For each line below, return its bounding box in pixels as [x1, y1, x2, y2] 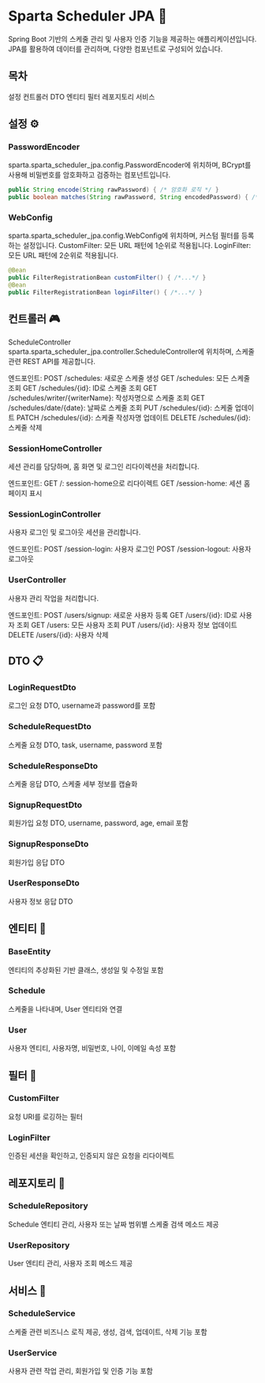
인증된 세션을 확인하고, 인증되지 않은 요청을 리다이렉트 [8, 1151, 175, 1160]
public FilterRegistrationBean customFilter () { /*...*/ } [8, 274, 207, 282]
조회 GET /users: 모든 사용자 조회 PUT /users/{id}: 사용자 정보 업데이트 [16, 620, 238, 629]
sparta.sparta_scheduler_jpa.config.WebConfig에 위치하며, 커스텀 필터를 [8, 231, 240, 240]
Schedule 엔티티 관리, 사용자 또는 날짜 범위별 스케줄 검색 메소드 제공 [8, 1220, 219, 1229]
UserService [8, 1347, 58, 1358]
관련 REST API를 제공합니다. [8, 356, 96, 366]
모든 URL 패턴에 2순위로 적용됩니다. [8, 250, 119, 260]
